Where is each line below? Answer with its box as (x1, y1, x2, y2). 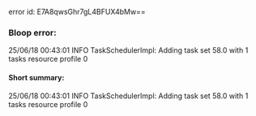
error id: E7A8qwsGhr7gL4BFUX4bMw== (8, 7, 146, 16)
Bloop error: (8, 27, 57, 38)
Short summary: (8, 72, 65, 82)
